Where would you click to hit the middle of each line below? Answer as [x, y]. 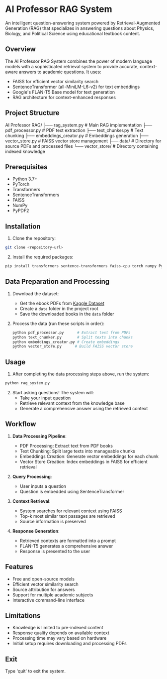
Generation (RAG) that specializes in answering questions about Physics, [80, 28]
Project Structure [32, 113]
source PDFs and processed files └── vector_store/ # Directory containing [82, 146]
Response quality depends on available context [61, 633]
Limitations [23, 616]
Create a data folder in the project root [59, 308]
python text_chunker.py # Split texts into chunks [73, 337]
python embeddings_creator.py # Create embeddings [66, 342]
